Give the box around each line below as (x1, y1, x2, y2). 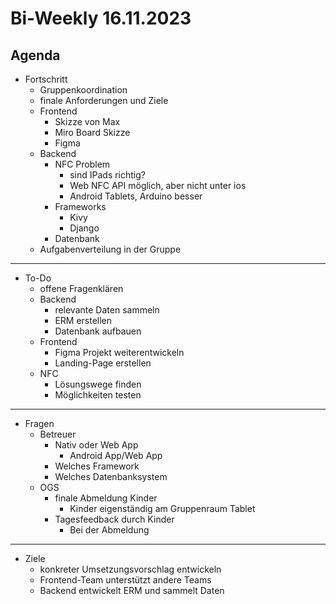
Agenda (10, 47, 61, 64)
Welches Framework (54, 460, 140, 472)
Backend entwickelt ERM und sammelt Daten (39, 585, 225, 596)
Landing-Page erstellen (54, 357, 152, 369)
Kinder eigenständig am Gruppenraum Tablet (69, 503, 256, 514)
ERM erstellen (54, 315, 113, 326)
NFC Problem (54, 158, 111, 170)
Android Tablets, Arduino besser (69, 190, 203, 202)
